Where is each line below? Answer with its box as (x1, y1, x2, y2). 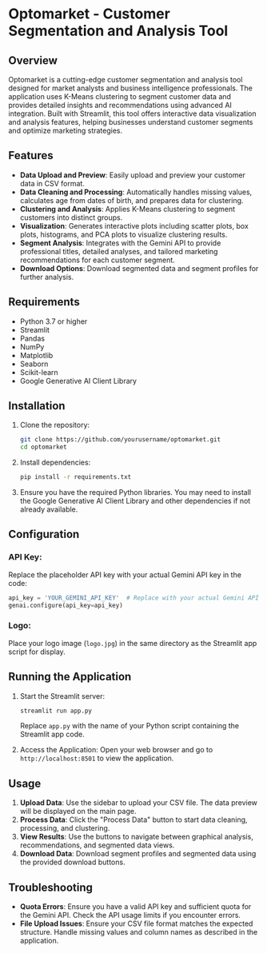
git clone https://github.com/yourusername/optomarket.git (19, 436, 221, 444)
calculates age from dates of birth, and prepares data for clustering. (19, 195, 244, 205)
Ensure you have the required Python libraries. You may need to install (19, 488, 252, 497)
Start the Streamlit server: (19, 691, 106, 700)
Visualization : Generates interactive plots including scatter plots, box (19, 221, 249, 230)
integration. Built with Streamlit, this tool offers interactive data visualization (8, 109, 257, 118)
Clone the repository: (19, 421, 90, 430)
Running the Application (8, 670, 132, 684)
